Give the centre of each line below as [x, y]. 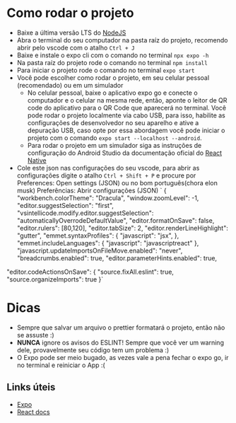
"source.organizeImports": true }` [55, 279]
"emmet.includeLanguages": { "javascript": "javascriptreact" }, [108, 243]
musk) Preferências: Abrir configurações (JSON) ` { [92, 190]
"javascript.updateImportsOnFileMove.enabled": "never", [100, 250]
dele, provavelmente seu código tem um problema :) [93, 350]
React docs [33, 412]
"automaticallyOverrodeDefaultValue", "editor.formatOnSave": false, [116, 220]
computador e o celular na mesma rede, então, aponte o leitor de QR [127, 100]
